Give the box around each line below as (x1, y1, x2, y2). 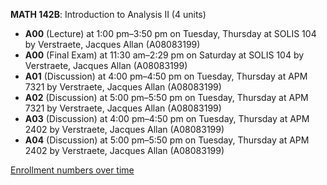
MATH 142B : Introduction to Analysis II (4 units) (10, 9, 207, 20)
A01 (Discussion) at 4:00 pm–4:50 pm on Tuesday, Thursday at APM (24, 70, 308, 82)
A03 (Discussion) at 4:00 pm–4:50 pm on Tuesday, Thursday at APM (24, 113, 310, 124)
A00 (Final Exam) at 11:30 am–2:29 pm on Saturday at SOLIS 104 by (24, 49, 305, 61)
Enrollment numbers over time (10, 164, 135, 176)
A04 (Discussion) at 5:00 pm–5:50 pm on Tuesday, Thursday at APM (24, 134, 310, 146)
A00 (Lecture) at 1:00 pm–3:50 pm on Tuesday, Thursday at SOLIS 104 (24, 28, 317, 39)
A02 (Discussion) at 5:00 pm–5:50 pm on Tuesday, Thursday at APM (24, 92, 309, 103)
